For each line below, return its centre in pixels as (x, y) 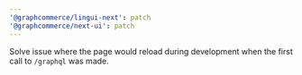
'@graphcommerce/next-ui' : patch (72, 26)
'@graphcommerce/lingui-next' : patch (80, 17)
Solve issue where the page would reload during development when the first (151, 51)
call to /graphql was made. (59, 61)
